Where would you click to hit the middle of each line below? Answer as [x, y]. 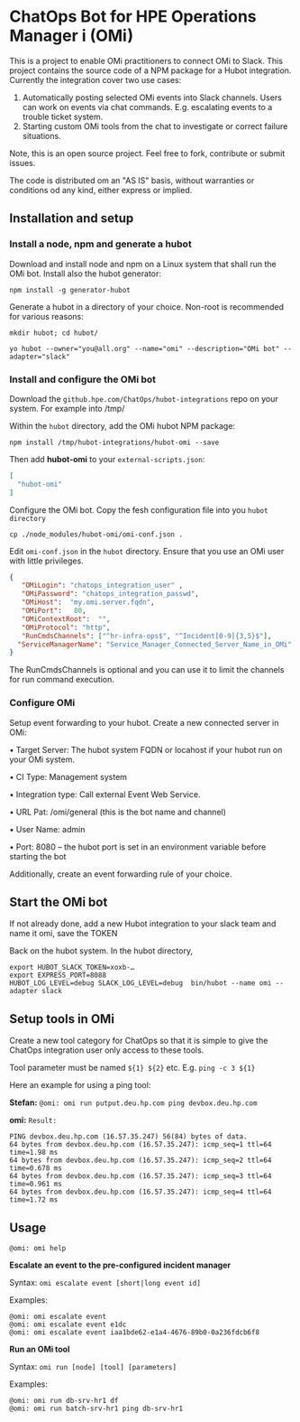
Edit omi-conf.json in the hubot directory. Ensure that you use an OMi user [147, 551]
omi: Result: [33, 1120]
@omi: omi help [38, 1249]
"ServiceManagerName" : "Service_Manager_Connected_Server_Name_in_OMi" [155, 644]
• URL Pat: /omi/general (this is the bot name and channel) [118, 812]
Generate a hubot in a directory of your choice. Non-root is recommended [147, 307]
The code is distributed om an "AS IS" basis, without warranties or [132, 180]
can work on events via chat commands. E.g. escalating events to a [147, 107]
